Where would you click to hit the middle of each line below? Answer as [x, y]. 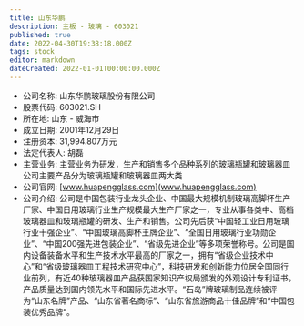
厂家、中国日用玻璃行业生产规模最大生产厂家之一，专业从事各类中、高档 [158, 209]
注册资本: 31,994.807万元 [70, 141]
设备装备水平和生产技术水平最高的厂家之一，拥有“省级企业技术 [148, 255]
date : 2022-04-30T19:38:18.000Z [71, 43]
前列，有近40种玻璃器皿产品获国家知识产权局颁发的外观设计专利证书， [163, 278]
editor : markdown [42, 60]
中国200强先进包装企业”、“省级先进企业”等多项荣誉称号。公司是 [166, 243]
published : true [40, 35]
